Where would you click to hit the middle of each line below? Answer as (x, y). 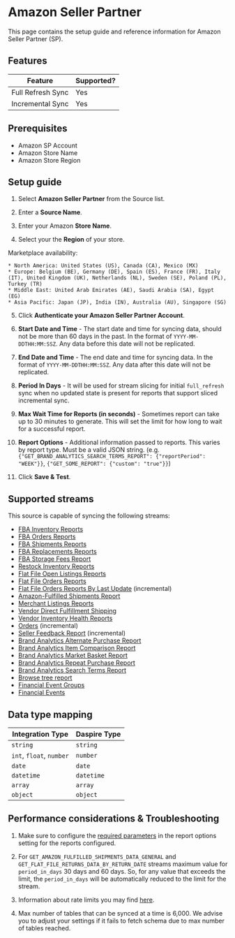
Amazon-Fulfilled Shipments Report (69, 596)
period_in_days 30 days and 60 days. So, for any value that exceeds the (122, 871)
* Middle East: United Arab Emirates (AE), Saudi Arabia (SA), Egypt (111, 291)
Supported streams (51, 499)
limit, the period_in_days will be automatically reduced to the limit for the (122, 879)
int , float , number (40, 755)
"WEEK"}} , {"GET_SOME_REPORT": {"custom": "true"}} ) (94, 463)
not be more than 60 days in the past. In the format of (95, 337)
